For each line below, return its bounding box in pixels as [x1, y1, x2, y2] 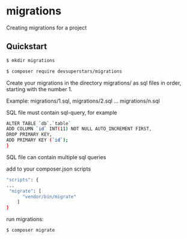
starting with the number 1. [6, 85, 73, 92]
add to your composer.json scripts [6, 165, 91, 172]
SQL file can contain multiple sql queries [6, 153, 106, 160]
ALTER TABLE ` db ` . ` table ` [6, 120, 71, 127]
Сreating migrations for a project [6, 24, 87, 31]
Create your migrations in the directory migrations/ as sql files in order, [6, 79, 182, 86]
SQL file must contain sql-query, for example [6, 109, 117, 116]
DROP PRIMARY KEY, [6, 132, 52, 138]
